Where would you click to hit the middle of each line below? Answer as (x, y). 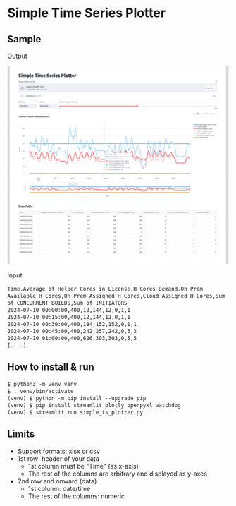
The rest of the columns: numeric (76, 496)
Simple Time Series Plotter (87, 13)
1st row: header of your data (58, 458)
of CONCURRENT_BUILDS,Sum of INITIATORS (68, 303)
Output (17, 56)
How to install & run (51, 367)
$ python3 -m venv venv (42, 384)
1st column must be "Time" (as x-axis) (83, 466)
